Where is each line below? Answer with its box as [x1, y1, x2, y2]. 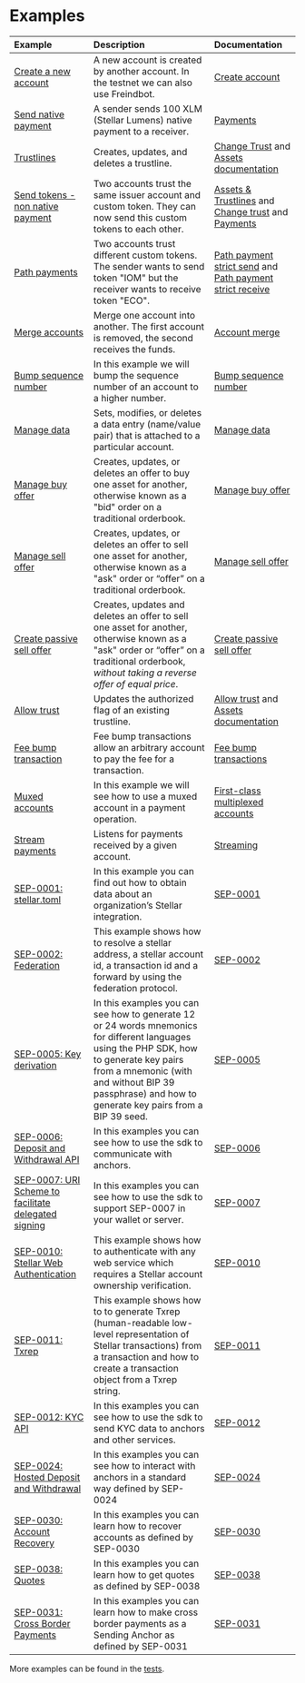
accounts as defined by [93, 1530, 193, 1543]
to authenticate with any [93, 1245, 197, 1257]
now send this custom [93, 211, 188, 223]
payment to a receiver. [93, 124, 190, 137]
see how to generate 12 [93, 1008, 196, 1020]
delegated [14, 1207, 57, 1220]
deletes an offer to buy [93, 467, 191, 479]
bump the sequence [93, 369, 180, 381]
